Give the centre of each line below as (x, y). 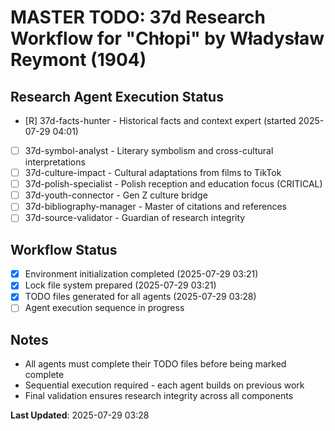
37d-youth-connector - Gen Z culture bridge (116, 195)
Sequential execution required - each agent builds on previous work (164, 385)
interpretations (55, 162)
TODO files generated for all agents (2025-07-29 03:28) (140, 297)
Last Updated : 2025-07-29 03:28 (80, 415)
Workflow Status (64, 249)
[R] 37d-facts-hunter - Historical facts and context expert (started (160, 120)
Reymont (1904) (78, 60)
